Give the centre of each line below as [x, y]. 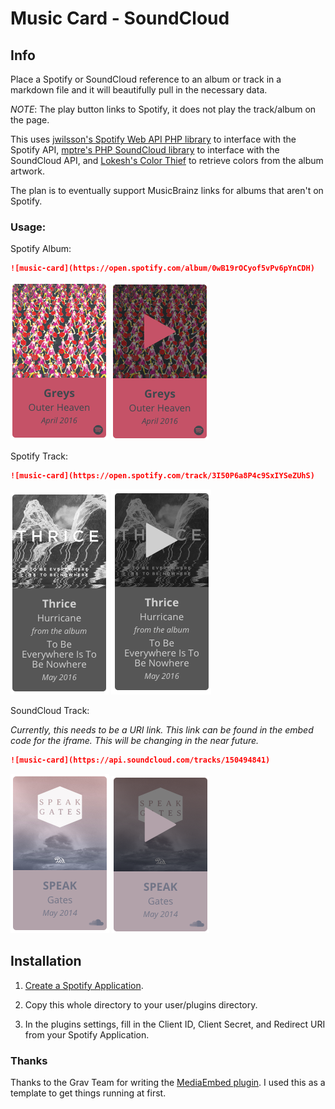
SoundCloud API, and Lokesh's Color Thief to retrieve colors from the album [167, 160]
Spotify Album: [41, 249]
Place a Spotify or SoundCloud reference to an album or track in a [146, 79]
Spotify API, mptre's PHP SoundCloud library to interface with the [145, 150]
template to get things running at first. [88, 1093]
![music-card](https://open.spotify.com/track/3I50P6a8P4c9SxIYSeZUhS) [162, 476]
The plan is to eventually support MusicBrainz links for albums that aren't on [167, 190]
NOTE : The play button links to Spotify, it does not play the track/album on [163, 109]
